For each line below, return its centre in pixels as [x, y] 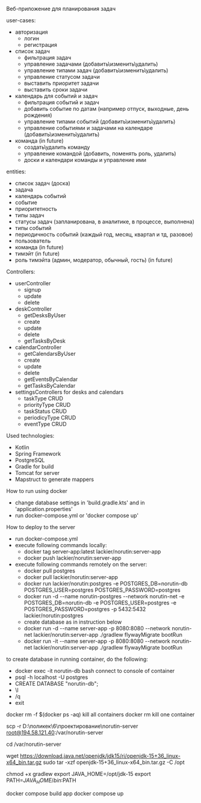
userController [33, 283]
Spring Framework [38, 454]
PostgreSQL [30, 460]
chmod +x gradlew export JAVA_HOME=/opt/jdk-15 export [79, 774]
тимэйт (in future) [37, 253]
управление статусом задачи [62, 77]
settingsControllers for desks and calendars [69, 392]
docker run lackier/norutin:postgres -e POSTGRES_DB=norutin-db [106, 584]
